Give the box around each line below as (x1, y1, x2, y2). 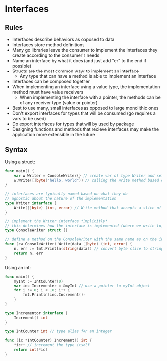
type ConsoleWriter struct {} (5, 228, 68, 233)
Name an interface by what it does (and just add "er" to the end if (12, 58, 147, 63)
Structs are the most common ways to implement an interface (12, 68, 139, 74)
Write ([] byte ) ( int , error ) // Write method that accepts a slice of (14, 205, 162, 210)
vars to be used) (12, 116, 46, 121)
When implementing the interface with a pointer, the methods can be (19, 94, 161, 100)
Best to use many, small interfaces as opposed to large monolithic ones (12, 105, 159, 111)
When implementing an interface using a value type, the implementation (12, 84, 160, 90)
